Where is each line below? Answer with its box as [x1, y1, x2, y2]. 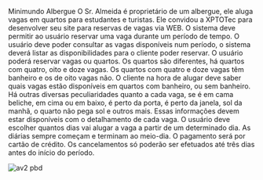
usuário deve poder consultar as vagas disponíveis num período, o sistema [8, 40, 251, 49]
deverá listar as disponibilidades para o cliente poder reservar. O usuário [8, 49, 243, 57]
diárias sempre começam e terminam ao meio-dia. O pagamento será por [8, 131, 246, 140]
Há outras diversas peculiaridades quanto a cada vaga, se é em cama [8, 90, 234, 99]
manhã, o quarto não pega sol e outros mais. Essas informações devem [8, 106, 239, 116]
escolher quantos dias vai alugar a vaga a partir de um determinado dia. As [8, 123, 251, 132]
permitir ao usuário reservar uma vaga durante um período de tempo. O [8, 31, 239, 41]
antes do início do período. [8, 148, 95, 157]
